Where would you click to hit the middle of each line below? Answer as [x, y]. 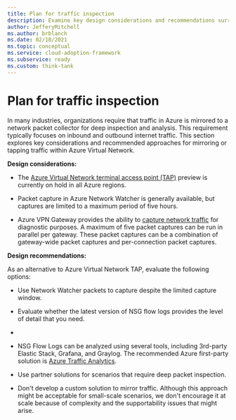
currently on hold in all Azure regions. [72, 185]
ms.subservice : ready [39, 60]
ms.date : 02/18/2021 [38, 40]
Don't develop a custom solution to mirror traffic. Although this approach [123, 388]
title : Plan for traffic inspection [61, 14]
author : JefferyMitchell [44, 27]
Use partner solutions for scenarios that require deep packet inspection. [122, 374]
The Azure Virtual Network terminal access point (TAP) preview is [112, 177]
